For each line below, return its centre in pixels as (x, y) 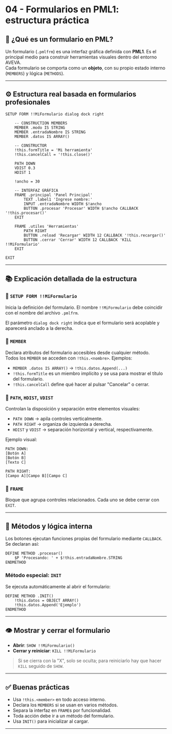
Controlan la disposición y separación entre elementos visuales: (73, 409)
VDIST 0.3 (25, 168)
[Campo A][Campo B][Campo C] (36, 476)
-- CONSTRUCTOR (31, 145)
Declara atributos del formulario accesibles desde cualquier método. (78, 352)
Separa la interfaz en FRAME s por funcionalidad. (62, 710)
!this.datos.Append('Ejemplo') (48, 605)
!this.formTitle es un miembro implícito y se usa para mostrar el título (88, 373)
